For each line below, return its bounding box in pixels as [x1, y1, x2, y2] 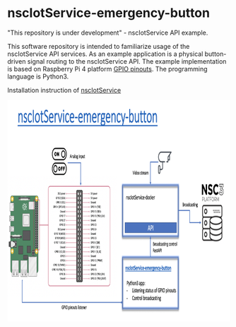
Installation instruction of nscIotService [7, 86, 122, 94]
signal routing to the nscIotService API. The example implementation [27, 57, 227, 65]
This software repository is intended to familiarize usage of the [7, 42, 190, 50]
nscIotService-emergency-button [7, 5, 211, 21]
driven [7, 57, 26, 65]
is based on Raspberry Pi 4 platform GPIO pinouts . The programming [7, 64, 208, 73]
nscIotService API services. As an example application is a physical [7, 50, 203, 58]
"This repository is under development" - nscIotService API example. [7, 28, 208, 37]
